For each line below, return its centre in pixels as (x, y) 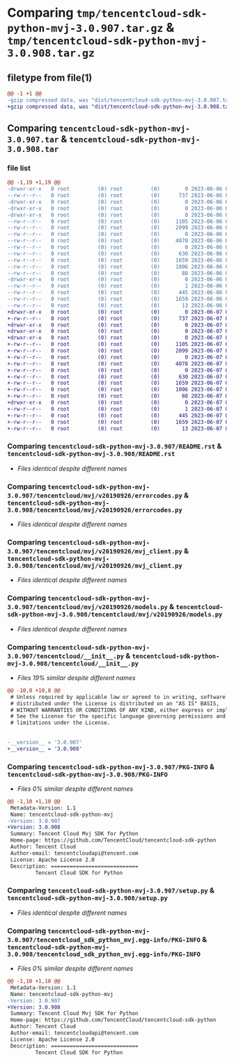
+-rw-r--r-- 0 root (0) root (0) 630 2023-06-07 (115, 377)
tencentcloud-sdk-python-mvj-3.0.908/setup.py (88, 898)
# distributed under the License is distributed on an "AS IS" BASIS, (115, 703)
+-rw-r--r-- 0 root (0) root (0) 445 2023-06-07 (115, 416)
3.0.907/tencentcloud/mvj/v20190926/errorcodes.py (95, 495)
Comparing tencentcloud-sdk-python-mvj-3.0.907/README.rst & (115, 446)
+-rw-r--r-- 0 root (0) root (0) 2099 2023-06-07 (115, 351)
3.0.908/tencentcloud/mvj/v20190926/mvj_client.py (95, 566)
